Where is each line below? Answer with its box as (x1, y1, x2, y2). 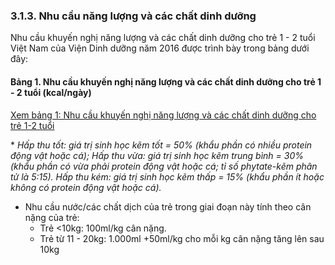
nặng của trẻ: (24, 211, 80, 223)
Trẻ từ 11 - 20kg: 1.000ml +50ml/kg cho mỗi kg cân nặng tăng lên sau (39, 232, 325, 244)
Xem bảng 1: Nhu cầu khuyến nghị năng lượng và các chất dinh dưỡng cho (10, 109, 317, 121)
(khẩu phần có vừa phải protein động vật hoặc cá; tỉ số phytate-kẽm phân (10, 160, 318, 172)
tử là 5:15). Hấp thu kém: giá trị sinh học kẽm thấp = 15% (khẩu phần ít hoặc (10, 170, 325, 183)
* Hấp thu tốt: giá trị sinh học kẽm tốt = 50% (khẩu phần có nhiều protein (10, 139, 313, 151)
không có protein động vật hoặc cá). (10, 181, 162, 193)
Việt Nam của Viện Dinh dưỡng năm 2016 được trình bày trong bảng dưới (10, 42, 310, 54)
